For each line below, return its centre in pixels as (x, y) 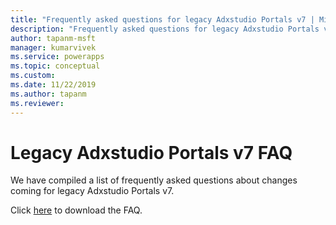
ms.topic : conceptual (55, 66)
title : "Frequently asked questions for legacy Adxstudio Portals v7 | (162, 19)
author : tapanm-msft (53, 38)
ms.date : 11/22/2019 (53, 85)
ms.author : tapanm (48, 94)
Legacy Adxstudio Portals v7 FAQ (151, 152)
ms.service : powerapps (57, 57)
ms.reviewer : (37, 103)
